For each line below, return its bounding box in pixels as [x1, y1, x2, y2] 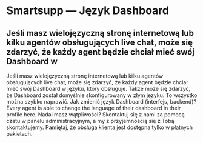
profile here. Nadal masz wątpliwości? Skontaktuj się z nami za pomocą [6, 111, 185, 118]
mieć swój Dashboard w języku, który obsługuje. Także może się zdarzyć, [6, 85, 191, 92]
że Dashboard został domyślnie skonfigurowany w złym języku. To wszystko [6, 91, 198, 99]
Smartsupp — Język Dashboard [6, 4, 170, 18]
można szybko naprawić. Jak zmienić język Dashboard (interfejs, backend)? [6, 98, 197, 105]
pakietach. [6, 130, 33, 137]
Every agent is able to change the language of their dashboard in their [6, 104, 181, 111]
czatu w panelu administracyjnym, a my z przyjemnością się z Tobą [6, 118, 175, 124]
